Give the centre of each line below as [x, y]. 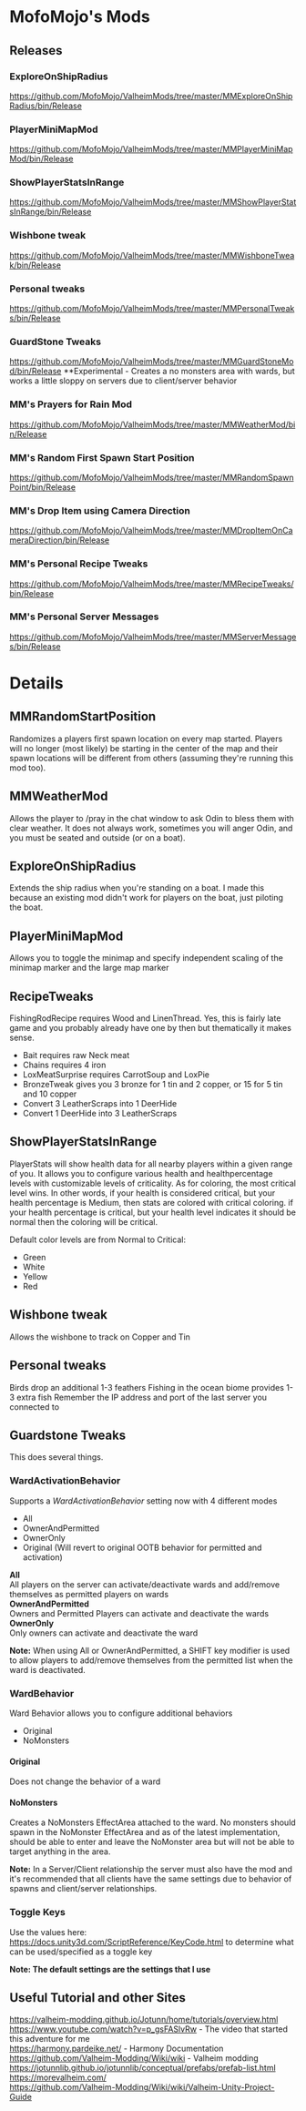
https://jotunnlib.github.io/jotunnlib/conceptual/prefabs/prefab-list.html [143, 2068]
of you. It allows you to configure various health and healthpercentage [141, 1173]
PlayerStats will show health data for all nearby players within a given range [151, 1164]
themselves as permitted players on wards [89, 1594]
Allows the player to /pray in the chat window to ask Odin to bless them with [152, 818]
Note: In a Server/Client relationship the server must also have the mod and [151, 1870]
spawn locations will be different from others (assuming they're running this [152, 758]
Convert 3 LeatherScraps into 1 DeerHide [100, 1104]
